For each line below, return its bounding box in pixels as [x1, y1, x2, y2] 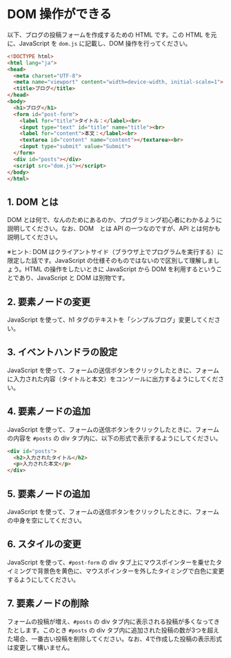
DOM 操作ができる [7, 6, 112, 22]
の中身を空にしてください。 [7, 516, 86, 524]
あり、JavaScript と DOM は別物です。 [19, 274, 129, 282]
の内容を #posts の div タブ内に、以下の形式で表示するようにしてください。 [7, 434, 222, 442]
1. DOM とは [7, 196, 59, 208]
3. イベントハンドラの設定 [7, 347, 118, 358]
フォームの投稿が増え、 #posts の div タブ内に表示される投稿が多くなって [7, 617, 214, 625]
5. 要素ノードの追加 [7, 488, 90, 500]
